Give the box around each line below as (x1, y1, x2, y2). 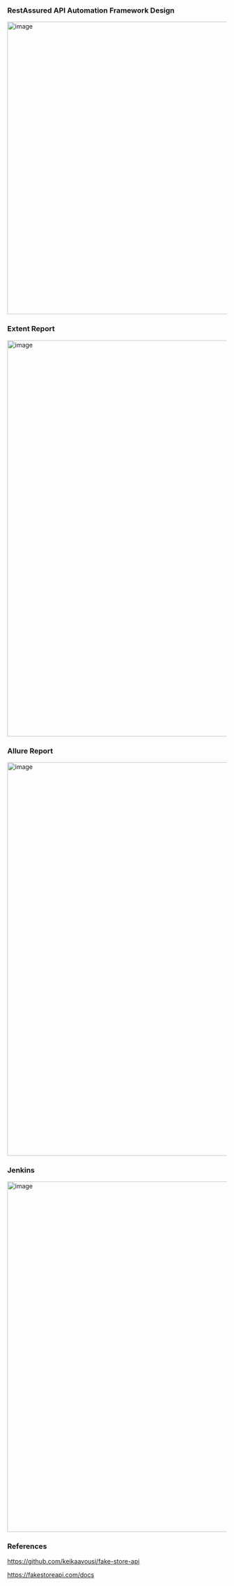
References (7, 1541, 47, 1551)
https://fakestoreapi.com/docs (7, 1571, 95, 1579)
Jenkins (7, 1165, 35, 1175)
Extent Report (7, 324, 55, 334)
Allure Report (7, 746, 54, 756)
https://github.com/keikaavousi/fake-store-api (7, 1557, 140, 1566)
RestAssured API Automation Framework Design (7, 6, 175, 15)
